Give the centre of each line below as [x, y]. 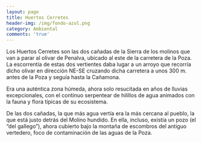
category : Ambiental [32, 29]
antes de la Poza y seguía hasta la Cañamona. [63, 77]
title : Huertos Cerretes [37, 18]
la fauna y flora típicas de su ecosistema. [57, 102]
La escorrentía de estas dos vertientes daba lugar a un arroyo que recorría [99, 65]
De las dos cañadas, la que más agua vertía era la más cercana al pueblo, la [100, 114]
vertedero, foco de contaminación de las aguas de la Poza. [79, 133]
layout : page [23, 12]
